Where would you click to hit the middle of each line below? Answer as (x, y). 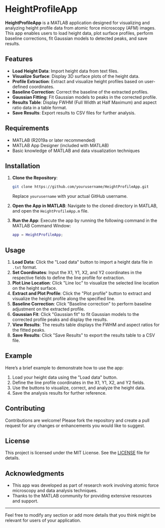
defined (20, 87)
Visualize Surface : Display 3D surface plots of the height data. (76, 76)
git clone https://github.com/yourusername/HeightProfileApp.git (80, 187)
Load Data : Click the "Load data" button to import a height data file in (82, 262)
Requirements (27, 128)
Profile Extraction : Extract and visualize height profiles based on (78, 81)
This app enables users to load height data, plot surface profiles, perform (79, 33)
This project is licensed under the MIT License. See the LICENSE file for (78, 453)
